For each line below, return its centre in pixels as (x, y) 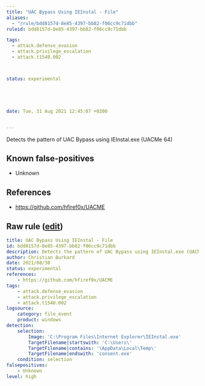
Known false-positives (50, 158)
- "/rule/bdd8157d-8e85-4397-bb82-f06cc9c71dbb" (75, 23)
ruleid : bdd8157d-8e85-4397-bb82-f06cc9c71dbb (67, 29)
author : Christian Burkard (41, 257)
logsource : (20, 308)
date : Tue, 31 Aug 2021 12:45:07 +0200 (57, 111)
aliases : (17, 18)
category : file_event (45, 314)
